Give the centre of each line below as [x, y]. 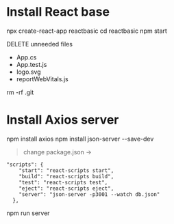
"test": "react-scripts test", [63, 182]
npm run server [28, 213]
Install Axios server [63, 120]
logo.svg [29, 72]
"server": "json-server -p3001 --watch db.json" [89, 194]
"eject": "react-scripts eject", [66, 188]
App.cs [26, 57]
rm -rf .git [20, 92]
